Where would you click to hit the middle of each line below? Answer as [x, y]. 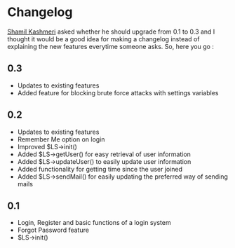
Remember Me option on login [61, 139]
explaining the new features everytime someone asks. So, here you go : [110, 46]
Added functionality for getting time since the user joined [100, 169]
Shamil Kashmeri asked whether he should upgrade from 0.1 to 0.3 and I [111, 32]
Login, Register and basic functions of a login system [94, 223]
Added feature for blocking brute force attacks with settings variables [118, 92]
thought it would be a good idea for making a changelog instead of [103, 39]
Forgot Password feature [53, 230]
